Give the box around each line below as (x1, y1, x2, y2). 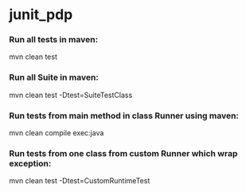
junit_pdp (9, 6, 73, 24)
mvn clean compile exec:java (9, 128, 104, 138)
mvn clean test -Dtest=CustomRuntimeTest (9, 176, 150, 186)
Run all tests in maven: (9, 34, 99, 45)
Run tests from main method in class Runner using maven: (9, 110, 240, 121)
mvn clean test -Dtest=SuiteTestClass (9, 90, 133, 100)
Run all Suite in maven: (9, 72, 99, 83)
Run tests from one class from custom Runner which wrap (9, 148, 238, 159)
